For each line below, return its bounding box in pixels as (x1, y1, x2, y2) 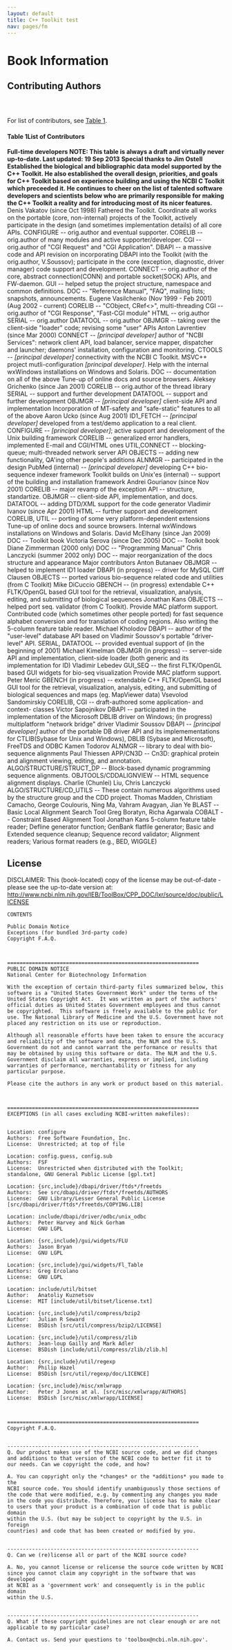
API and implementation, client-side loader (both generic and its (7, 654, 189, 662)
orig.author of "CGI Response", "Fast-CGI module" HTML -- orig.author (7, 309, 210, 318)
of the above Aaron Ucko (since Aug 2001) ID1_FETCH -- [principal (7, 412, 197, 420)
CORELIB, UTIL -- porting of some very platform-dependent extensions (7, 515, 211, 523)
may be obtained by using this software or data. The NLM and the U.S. (7, 1051, 217, 1057)
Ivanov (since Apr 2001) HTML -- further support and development (7, 507, 197, 515)
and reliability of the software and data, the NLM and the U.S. (7, 1038, 199, 1045)
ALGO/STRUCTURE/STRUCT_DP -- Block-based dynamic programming (7, 764, 211, 772)
